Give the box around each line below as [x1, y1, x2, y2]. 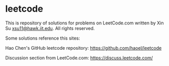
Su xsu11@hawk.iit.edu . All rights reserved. [5, 25, 95, 31]
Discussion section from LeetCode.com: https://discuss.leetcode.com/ [5, 54, 153, 61]
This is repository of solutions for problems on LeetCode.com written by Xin [5, 20, 164, 26]
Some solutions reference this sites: [5, 35, 80, 41]
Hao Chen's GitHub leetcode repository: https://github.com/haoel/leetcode [5, 45, 162, 51]
